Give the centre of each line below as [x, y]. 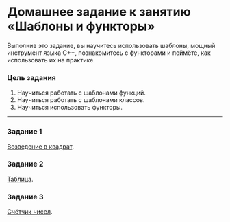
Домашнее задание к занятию [99, 12]
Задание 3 [25, 197]
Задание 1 [25, 132]
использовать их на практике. [51, 60]
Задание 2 [25, 164]
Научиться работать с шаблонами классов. [81, 100]
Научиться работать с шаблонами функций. [81, 92]
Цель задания [31, 77]
